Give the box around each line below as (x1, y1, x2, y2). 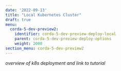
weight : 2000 (14, 41, 43, 46)
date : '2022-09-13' (5, 7, 47, 13)
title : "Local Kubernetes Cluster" (5, 12, 82, 17)
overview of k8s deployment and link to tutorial (5, 60, 106, 66)
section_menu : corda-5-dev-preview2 (5, 46, 84, 51)
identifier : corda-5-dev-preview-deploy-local (14, 31, 116, 37)
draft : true (5, 17, 31, 22)
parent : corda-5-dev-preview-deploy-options (14, 37, 112, 42)
